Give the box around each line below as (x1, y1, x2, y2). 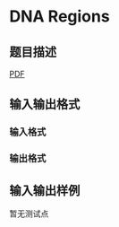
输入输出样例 (9, 182, 81, 198)
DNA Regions (9, 6, 110, 27)
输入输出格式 (9, 97, 81, 112)
